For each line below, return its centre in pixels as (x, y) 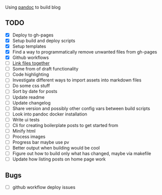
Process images (29, 136)
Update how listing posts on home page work (59, 159)
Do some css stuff (31, 86)
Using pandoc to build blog (33, 7)
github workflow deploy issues (44, 187)
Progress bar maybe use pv (41, 142)
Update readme (28, 97)
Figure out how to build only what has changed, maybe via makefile (81, 153)
